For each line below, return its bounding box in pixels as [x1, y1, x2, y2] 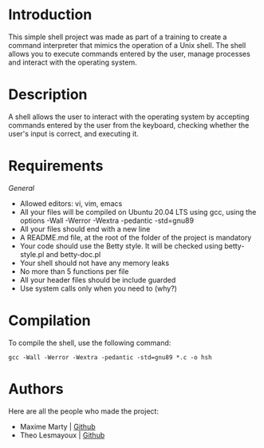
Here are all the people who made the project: [8, 406, 160, 416]
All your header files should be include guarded [19, 275, 176, 284]
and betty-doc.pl [45, 249, 101, 259]
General [8, 183, 34, 192]
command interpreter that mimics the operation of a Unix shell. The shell [8, 40, 246, 50]
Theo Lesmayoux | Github [19, 430, 105, 440]
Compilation [8, 311, 91, 329]
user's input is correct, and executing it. [8, 129, 140, 138]
